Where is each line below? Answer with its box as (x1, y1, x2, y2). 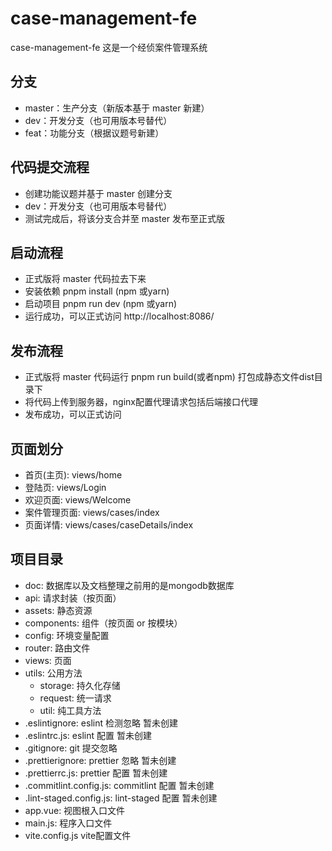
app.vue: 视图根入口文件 (24, 804, 126, 816)
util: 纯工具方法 (39, 704, 102, 716)
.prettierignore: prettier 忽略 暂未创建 (24, 754, 177, 766)
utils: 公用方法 (24, 667, 83, 679)
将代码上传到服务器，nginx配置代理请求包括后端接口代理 (24, 396, 258, 408)
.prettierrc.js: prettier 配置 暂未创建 (24, 767, 168, 779)
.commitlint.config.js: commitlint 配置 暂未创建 (24, 779, 215, 791)
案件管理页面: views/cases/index (24, 507, 160, 518)
